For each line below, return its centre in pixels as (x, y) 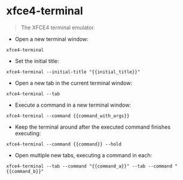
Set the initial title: (37, 61)
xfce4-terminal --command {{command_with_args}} (68, 116)
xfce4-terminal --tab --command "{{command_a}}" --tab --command (89, 166)
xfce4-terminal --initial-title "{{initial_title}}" (73, 72)
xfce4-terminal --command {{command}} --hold (64, 144)
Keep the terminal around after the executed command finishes (93, 127)
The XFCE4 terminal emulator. (58, 27)
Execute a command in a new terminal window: (73, 105)
